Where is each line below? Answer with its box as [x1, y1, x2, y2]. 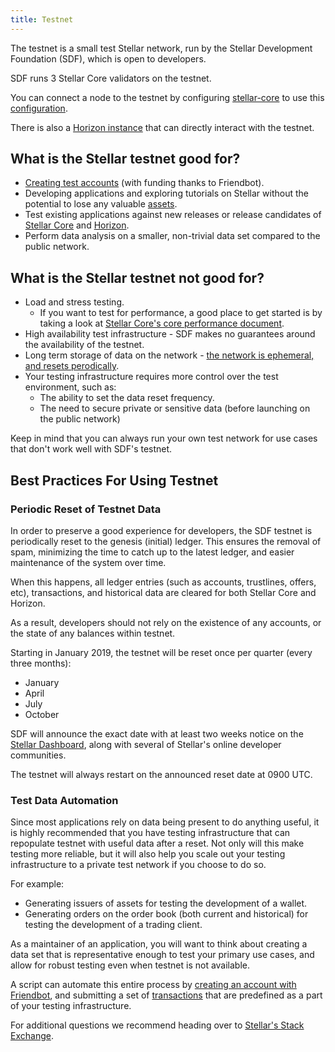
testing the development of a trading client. [24, 919, 203, 931]
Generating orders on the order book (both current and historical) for [24, 908, 309, 920]
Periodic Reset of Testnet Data [10, 502, 162, 516]
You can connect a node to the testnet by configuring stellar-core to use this [10, 91, 325, 103]
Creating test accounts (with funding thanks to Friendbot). [24, 177, 265, 189]
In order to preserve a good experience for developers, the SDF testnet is [10, 524, 313, 536]
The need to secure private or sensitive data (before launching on [39, 402, 311, 415]
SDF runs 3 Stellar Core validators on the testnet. [10, 72, 212, 84]
